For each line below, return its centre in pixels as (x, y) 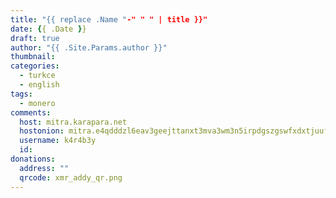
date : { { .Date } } (48, 29)
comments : (31, 112)
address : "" (44, 168)
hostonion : (42, 131)
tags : (21, 94)
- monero (37, 103)
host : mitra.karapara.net (73, 122)
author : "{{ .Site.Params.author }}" (89, 47)
